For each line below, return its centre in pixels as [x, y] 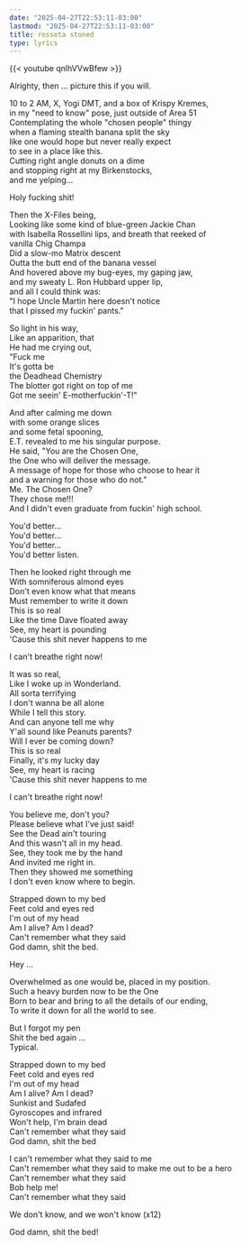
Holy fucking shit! [42, 197]
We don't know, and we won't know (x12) [85, 1214]
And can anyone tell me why [62, 722]
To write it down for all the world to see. [83, 1011]
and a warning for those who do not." [78, 480]
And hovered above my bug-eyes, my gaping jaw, [101, 272]
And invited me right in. [53, 863]
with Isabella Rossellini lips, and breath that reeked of [108, 234]
